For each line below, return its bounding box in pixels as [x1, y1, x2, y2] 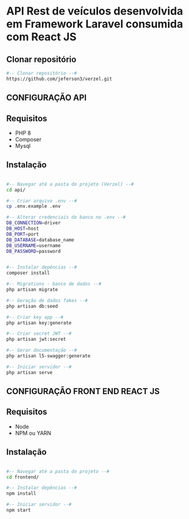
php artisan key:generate [6, 320, 71, 326]
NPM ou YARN [15, 429, 51, 437]
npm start [6, 507, 31, 514]
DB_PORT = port [6, 231, 39, 237]
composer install [6, 270, 50, 276]
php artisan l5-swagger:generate [6, 353, 91, 359]
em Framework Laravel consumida [6, 17, 184, 31]
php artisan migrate [6, 287, 59, 293]
